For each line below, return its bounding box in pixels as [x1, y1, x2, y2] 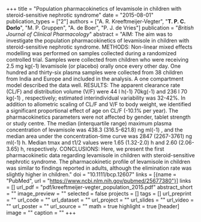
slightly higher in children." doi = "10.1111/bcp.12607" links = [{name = [6, 171, 177, 178]
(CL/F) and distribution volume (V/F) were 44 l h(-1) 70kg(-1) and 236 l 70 [6, 88, 188, 95]
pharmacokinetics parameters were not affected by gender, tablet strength [6, 113, 191, 121]
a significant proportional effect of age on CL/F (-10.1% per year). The [6, 107, 179, 114]
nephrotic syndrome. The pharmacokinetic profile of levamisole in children [6, 158, 191, 165]
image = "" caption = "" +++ [6, 209, 76, 216]
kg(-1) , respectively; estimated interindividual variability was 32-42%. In [6, 94, 186, 101]
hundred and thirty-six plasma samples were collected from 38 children [6, 69, 183, 76]
